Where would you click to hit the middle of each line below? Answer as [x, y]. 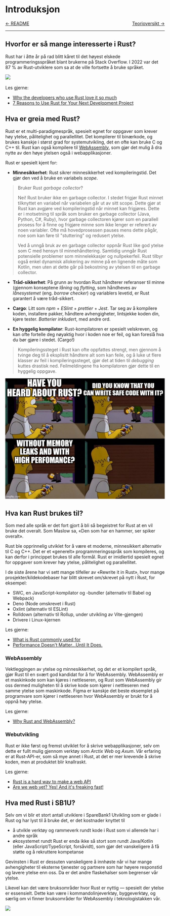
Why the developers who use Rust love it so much [65, 97]
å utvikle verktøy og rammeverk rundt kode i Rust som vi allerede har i [86, 831]
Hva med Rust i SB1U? [40, 803]
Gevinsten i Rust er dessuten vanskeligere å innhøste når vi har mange [79, 862]
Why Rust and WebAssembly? [44, 721]
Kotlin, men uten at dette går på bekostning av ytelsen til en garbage [89, 267]
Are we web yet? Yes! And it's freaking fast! [58, 787]
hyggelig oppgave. [37, 371]
